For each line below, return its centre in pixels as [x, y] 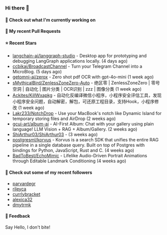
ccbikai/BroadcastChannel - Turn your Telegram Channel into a [77, 66]
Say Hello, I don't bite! [28, 227]
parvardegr [24, 183]
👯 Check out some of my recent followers [49, 172]
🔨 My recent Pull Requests [33, 31]
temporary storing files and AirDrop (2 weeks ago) [64, 118]
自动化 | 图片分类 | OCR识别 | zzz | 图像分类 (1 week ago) [83, 89]
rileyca [19, 189]
